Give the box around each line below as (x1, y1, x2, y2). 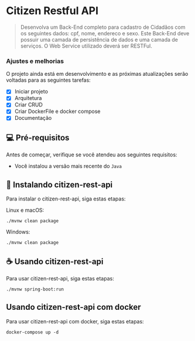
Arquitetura (14, 95, 42, 102)
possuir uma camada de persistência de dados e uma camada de (20, 36, 179, 43)
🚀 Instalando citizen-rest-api (6, 179, 113, 189)
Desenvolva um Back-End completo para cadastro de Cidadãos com (20, 24, 186, 31)
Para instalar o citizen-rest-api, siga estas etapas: (6, 195, 126, 202)
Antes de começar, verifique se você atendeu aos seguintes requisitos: (6, 151, 177, 158)
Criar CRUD (14, 101, 43, 108)
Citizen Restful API (6, 4, 98, 18)
